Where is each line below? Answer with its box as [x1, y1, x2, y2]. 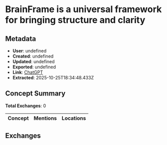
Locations [61, 115, 87, 122]
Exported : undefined [12, 64, 56, 70]
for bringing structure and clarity [5, 14, 146, 26]
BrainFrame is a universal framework [5, 4, 162, 15]
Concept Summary [5, 89, 66, 98]
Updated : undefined [12, 59, 55, 64]
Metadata [5, 34, 36, 43]
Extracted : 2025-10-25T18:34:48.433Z [12, 75, 94, 80]
